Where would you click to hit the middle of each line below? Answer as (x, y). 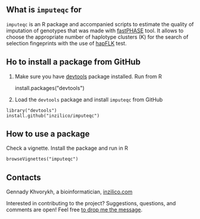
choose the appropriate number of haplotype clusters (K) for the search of (97, 37)
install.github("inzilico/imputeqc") (53, 116)
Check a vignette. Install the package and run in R (67, 148)
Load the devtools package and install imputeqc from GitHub (89, 99)
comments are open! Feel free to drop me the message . (74, 210)
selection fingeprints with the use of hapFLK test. (66, 43)
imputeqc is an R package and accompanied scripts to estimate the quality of (100, 24)
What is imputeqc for (44, 10)
